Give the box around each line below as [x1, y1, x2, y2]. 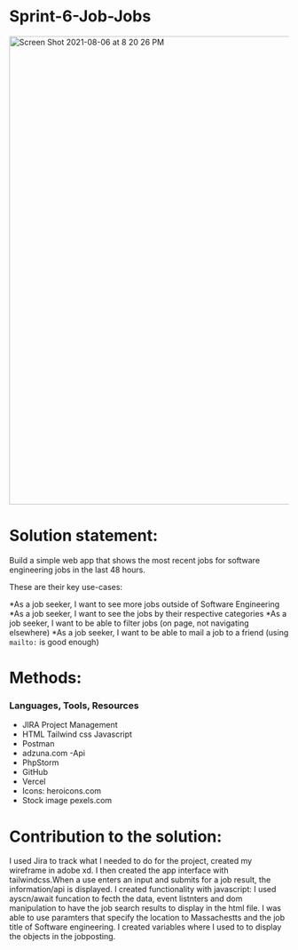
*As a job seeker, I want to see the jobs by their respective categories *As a [9, 608, 287, 619]
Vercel [21, 776, 46, 787]
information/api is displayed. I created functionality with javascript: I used [9, 884, 277, 895]
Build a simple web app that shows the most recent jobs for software [9, 555, 260, 565]
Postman [21, 738, 55, 749]
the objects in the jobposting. [9, 931, 116, 942]
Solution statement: [9, 526, 158, 546]
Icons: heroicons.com [21, 786, 102, 796]
